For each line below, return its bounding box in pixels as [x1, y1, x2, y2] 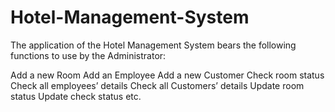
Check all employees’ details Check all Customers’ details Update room [10, 79, 305, 91]
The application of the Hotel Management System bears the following [10, 39, 297, 51]
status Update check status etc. [10, 90, 142, 102]
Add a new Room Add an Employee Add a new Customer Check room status [10, 69, 325, 81]
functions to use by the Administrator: [10, 49, 167, 61]
